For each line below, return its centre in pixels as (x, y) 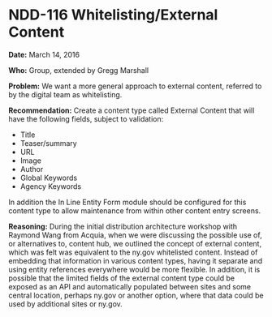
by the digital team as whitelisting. (65, 94)
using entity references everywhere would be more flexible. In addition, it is (134, 269)
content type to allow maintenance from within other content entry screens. (135, 210)
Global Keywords (49, 178)
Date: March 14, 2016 (44, 54)
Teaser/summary (48, 143)
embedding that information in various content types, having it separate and (136, 260)
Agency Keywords (51, 186)
